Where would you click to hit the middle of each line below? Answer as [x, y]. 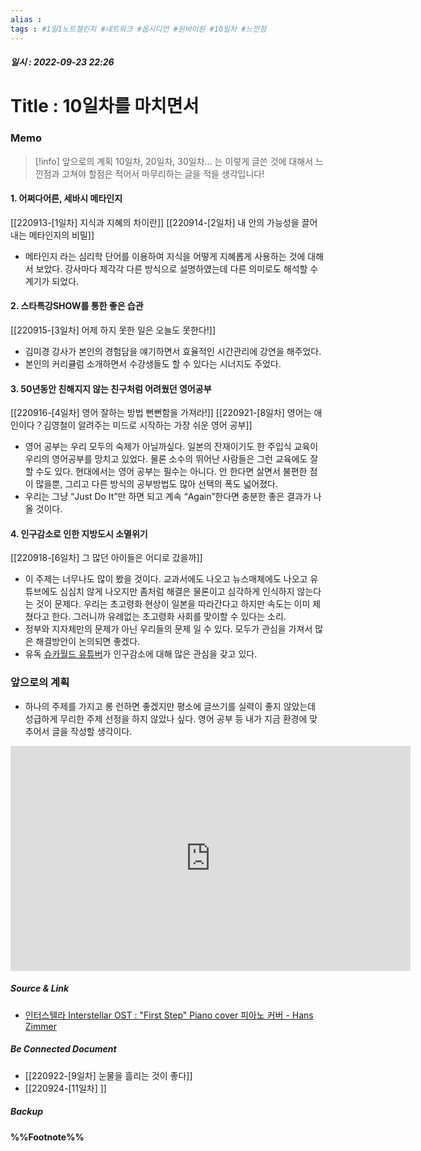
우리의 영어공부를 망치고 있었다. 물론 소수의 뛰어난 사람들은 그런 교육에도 [166, 459]
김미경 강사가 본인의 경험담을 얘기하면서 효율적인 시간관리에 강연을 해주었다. [173, 351]
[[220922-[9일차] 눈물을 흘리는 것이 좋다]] [108, 1075]
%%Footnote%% [47, 1137]
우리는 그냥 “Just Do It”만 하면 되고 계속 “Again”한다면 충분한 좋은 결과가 [168, 497]
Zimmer [40, 1026]
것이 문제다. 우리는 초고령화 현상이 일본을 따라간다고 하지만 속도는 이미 [173, 604]
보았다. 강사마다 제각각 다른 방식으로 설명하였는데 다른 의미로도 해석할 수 [177, 268]
